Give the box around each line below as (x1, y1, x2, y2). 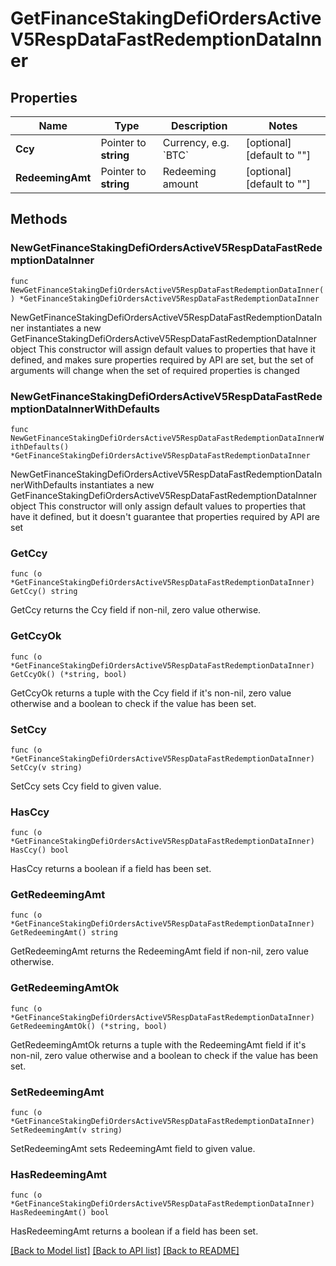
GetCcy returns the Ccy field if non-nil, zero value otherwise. (10, 604, 262, 616)
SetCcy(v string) (10, 762, 83, 772)
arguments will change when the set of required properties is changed (10, 364, 300, 376)
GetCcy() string (10, 587, 78, 597)
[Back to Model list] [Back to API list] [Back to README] (10, 1245, 240, 1257)
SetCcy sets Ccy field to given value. (10, 780, 162, 792)
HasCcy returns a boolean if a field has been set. (10, 863, 212, 875)
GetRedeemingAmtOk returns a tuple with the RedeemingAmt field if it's (10, 1038, 307, 1051)
